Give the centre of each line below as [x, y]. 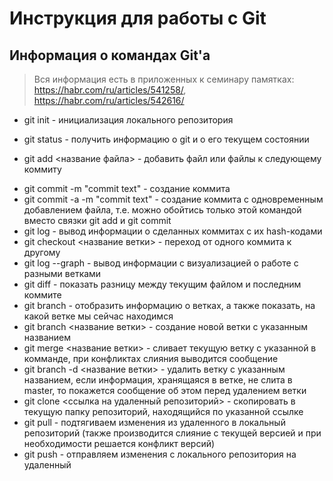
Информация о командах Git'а [110, 55]
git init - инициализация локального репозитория [128, 120]
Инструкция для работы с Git [138, 18]
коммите [42, 295]
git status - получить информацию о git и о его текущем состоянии [166, 139]
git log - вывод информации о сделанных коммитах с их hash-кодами [173, 231]
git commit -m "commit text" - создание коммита [127, 188]
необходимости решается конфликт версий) [119, 443]
